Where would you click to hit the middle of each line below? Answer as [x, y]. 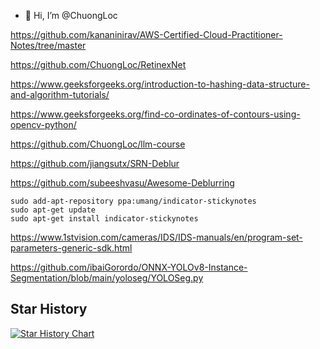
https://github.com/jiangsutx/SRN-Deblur [95, 163]
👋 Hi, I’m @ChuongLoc [71, 15]
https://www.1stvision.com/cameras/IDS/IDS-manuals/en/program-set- [156, 237]
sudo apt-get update [53, 210]
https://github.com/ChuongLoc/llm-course [98, 144]
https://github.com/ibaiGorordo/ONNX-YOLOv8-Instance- [129, 267]
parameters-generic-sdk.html [71, 248]
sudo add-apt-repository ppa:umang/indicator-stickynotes [133, 201]
